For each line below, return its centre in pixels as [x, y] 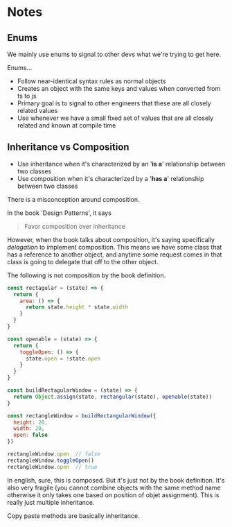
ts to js [27, 96]
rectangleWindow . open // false [54, 454]
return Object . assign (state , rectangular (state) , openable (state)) [113, 397]
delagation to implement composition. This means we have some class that [115, 247]
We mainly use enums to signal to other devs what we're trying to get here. [114, 54]
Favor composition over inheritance [75, 226]
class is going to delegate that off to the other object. [83, 261]
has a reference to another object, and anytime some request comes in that [115, 254]
